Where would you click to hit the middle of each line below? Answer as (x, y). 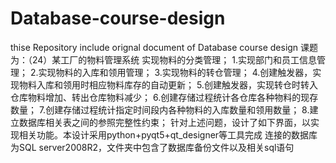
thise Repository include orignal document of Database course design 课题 (164, 47)
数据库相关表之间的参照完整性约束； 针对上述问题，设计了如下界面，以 (164, 122)
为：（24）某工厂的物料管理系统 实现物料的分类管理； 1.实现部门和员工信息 (163, 59)
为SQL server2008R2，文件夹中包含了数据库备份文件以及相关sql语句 (152, 147)
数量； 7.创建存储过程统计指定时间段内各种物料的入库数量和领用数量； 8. (160, 109)
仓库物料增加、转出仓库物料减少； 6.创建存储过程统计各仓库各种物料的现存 (164, 97)
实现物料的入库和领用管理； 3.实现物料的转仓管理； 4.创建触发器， (175, 72)
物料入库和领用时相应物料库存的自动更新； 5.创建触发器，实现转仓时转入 (168, 84)
